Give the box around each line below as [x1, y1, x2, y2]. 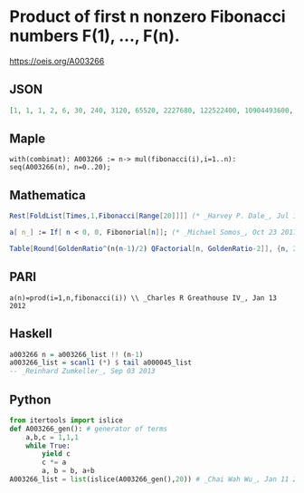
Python [9, 391, 52, 407]
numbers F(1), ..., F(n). [9, 25, 181, 46]
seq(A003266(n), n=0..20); [9, 163, 111, 172]
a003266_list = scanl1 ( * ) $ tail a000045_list [9, 358, 193, 368]
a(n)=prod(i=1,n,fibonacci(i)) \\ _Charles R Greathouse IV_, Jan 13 [9, 293, 278, 303]
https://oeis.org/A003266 [9, 55, 105, 66]
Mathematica [9, 188, 86, 203]
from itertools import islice [9, 415, 124, 425]
